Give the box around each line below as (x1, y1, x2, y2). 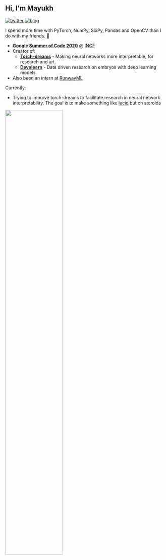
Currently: (5, 85, 26, 91)
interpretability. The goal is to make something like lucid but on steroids (12, 100, 161, 106)
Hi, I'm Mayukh (5, 4, 54, 13)
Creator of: (12, 48, 35, 54)
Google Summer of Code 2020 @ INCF (12, 43, 95, 49)
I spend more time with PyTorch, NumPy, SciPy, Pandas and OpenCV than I (5, 27, 161, 33)
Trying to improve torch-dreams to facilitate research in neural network (12, 94, 160, 100)
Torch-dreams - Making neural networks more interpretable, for (20, 53, 154, 59)
